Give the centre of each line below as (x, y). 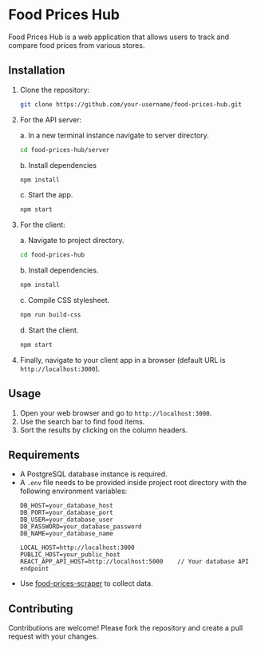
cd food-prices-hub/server (65, 149)
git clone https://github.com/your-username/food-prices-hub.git (130, 104)
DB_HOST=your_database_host (66, 506)
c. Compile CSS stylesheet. (65, 300)
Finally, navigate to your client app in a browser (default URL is (123, 360)
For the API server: (51, 119)
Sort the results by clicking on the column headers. (104, 430)
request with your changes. (53, 636)
